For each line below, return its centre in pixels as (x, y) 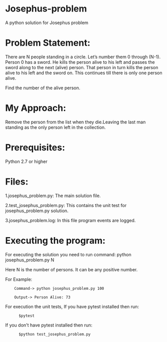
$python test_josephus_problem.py (55, 334)
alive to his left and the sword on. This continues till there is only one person (84, 73)
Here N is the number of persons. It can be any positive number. (71, 269)
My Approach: (36, 108)
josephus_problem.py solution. (37, 211)
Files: (17, 182)
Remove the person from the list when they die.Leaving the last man (75, 122)
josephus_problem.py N (30, 260)
